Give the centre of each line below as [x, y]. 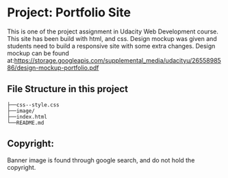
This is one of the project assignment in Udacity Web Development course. [113, 31]
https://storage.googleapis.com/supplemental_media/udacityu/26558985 [117, 60]
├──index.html [27, 117]
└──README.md [26, 123]
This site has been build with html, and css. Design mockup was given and [112, 38]
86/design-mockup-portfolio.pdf [53, 68]
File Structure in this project [68, 89]
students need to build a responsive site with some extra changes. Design [111, 46]
